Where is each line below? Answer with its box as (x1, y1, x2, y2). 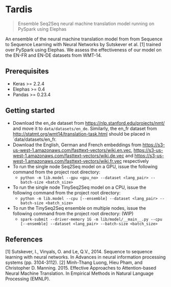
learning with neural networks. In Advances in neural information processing (5, 254, 166, 260)
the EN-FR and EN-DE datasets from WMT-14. (5, 52, 102, 58)
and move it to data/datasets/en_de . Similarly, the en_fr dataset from (12, 125, 157, 131)
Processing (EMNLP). (5, 276, 51, 282)
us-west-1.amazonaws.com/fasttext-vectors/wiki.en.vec (12, 147, 131, 153)
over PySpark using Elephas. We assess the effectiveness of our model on (5, 47, 162, 53)
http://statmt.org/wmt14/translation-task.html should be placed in (12, 130, 151, 137)
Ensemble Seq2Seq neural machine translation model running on (17, 20, 155, 27)
